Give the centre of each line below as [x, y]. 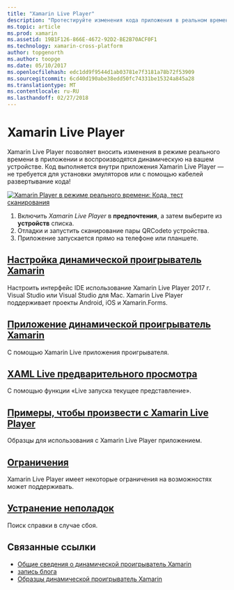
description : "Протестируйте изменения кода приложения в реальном [107, 20]
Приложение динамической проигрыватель [109, 325]
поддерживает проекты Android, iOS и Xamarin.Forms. [88, 302]
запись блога [37, 571]
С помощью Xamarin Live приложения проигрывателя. [88, 352]
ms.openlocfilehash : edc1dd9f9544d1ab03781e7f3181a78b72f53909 [101, 72]
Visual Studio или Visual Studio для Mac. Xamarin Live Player [95, 295]
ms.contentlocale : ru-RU [43, 91]
